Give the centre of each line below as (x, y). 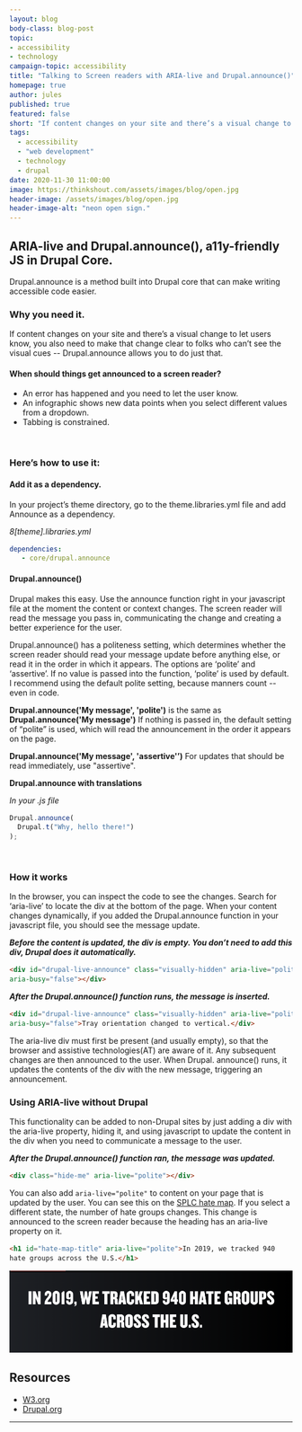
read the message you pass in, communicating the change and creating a (145, 618)
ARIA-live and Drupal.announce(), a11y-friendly (145, 246)
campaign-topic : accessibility (68, 66)
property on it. (36, 1232)
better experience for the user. (66, 627)
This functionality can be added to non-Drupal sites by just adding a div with (151, 1122)
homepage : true (38, 85)
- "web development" (56, 152)
